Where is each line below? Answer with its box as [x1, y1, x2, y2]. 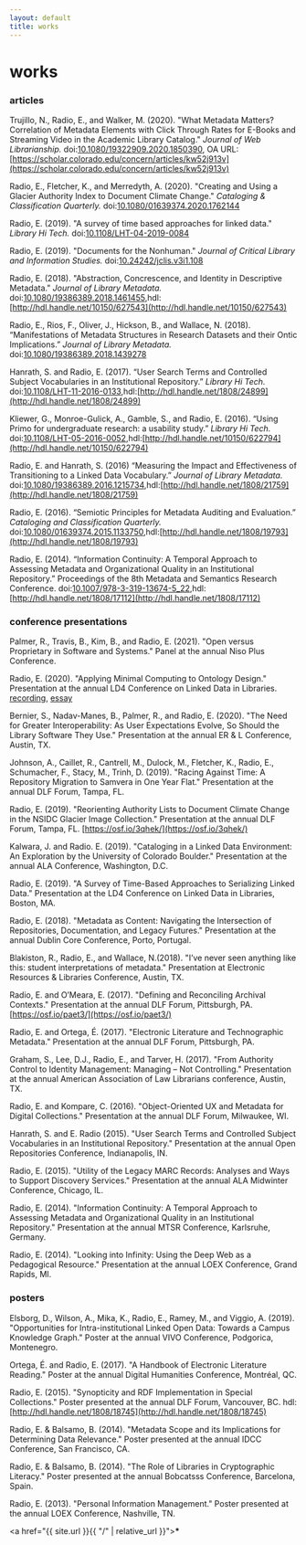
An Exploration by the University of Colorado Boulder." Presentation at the [9, 851, 288, 862]
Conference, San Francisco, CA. [9, 1443, 131, 1454]
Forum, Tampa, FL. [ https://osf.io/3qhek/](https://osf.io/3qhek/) [9, 823, 248, 834]
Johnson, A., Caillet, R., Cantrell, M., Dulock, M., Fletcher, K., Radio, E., [9, 757, 274, 768]
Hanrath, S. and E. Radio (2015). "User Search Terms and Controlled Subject [9, 1128, 297, 1139]
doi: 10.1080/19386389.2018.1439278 [9, 348, 147, 359]
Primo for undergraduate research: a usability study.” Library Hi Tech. [9, 422, 271, 434]
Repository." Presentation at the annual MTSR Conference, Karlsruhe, [9, 1222, 271, 1233]
